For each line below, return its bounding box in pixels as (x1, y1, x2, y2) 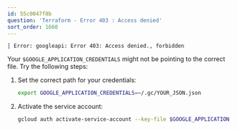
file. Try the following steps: (7, 63, 88, 71)
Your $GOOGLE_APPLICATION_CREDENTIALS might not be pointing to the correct (7, 55, 226, 63)
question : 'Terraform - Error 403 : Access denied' (7, 17, 162, 24)
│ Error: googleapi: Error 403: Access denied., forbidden (7, 43, 185, 50)
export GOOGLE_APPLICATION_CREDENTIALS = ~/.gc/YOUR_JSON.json (17, 89, 202, 97)
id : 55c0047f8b (7, 10, 52, 18)
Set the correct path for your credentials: (17, 76, 137, 84)
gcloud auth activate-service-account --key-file (17, 116, 167, 123)
